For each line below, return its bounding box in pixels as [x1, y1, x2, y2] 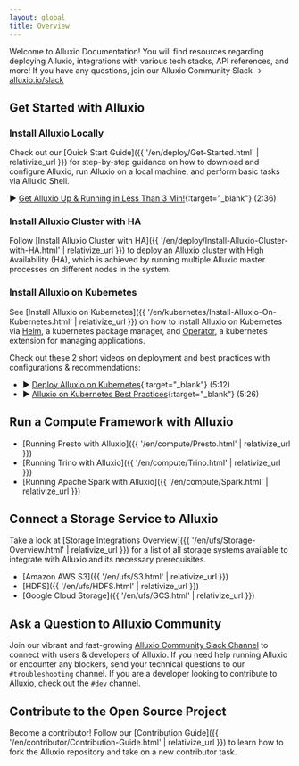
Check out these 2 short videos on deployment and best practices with [9, 352, 270, 362]
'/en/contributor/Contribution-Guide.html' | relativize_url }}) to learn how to [9, 737, 284, 748]
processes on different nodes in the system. [9, 264, 171, 275]
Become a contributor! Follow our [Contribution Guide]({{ [9, 728, 219, 738]
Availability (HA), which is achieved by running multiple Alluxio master [9, 254, 266, 265]
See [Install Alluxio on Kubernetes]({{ [9, 306, 145, 317]
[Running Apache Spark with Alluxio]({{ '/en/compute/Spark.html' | [21, 476, 269, 487]
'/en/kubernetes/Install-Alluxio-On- [146, 306, 277, 317]
